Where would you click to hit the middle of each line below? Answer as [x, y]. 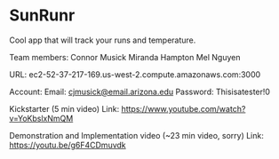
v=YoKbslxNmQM [41, 118]
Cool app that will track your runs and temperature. [103, 40]
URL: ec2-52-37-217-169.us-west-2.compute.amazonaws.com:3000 [135, 74]
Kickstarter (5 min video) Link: [64, 108]
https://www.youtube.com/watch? [183, 108]
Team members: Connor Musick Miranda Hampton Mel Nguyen [125, 57]
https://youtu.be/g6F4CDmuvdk [68, 145]
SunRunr [42, 16]
